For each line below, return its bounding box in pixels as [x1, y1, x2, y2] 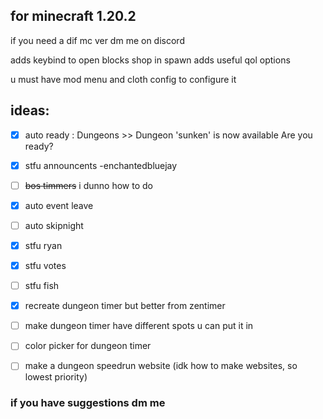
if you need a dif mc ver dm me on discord [10, 34, 185, 46]
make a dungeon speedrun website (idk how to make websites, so [24, 360, 298, 372]
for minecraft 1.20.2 [10, 8, 137, 25]
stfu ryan [24, 239, 63, 251]
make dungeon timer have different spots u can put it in [24, 320, 254, 332]
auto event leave [24, 199, 94, 211]
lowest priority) [24, 371, 88, 383]
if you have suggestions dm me [10, 396, 166, 410]
